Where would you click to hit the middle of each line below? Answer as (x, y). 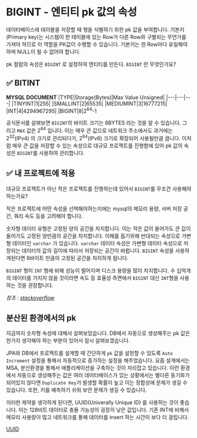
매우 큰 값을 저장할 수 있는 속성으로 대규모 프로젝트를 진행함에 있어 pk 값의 (97, 146)
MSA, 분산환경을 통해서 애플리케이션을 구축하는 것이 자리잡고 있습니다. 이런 (93, 368)
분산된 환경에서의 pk (41, 318)
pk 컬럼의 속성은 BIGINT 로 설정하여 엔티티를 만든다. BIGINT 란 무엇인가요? (91, 64)
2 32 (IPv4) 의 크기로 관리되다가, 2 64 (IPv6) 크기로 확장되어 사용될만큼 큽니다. (94, 138)
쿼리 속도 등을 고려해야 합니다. (49, 216)
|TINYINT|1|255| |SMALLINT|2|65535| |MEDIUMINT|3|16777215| (89, 103)
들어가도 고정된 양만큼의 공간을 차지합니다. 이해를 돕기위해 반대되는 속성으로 (93, 236)
